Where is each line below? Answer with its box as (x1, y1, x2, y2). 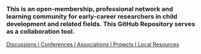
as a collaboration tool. (6, 27, 75, 35)
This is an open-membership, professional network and (6, 5, 174, 13)
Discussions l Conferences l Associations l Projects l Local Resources (6, 41, 180, 48)
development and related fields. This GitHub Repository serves (6, 20, 196, 28)
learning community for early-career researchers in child (6, 12, 177, 20)
